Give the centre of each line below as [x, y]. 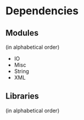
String [22, 71]
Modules [22, 33]
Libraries [22, 96]
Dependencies [42, 11]
